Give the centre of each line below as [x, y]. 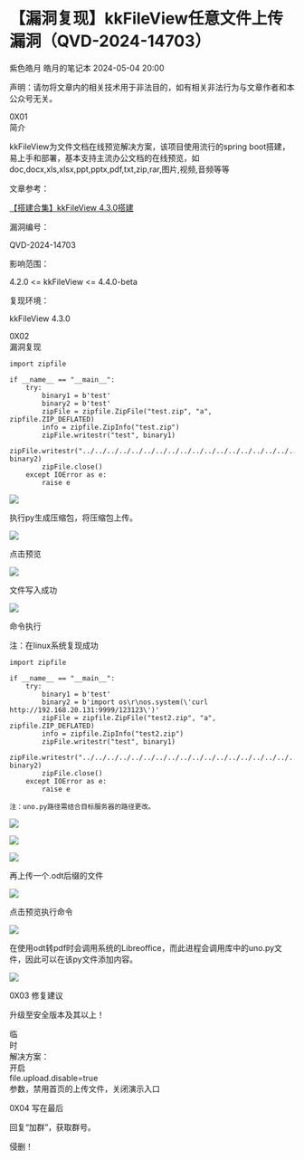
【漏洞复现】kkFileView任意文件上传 [146, 19]
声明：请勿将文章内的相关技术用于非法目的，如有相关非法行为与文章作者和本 [152, 87]
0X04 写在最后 [37, 1108]
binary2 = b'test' [76, 404]
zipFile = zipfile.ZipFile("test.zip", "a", [127, 411]
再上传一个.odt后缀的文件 [57, 875]
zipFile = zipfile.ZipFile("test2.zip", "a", [129, 718]
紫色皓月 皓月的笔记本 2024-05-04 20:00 [87, 68]
